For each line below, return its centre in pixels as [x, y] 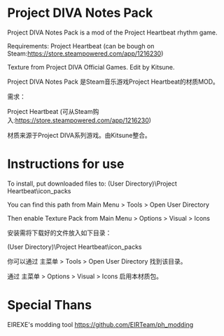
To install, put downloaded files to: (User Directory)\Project [92, 183]
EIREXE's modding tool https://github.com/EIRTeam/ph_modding [100, 324]
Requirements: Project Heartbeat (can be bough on [81, 46]
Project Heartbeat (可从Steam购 [53, 111]
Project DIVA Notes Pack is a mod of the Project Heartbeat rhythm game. [112, 32]
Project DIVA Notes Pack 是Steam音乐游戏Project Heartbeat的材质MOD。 [113, 82]
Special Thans [50, 305]
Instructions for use [66, 164]
